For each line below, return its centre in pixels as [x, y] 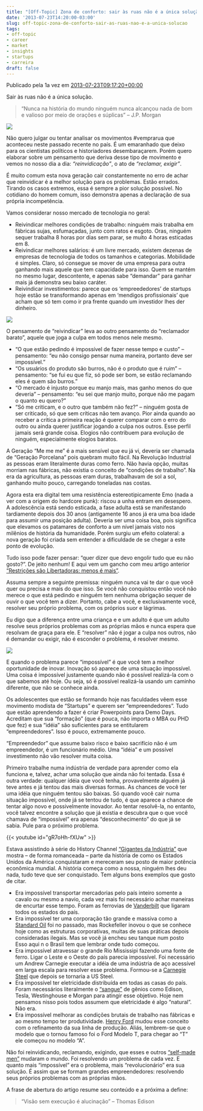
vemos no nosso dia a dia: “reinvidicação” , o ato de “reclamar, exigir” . [94, 164]
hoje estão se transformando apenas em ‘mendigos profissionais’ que [102, 295]
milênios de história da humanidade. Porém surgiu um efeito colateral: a [95, 533]
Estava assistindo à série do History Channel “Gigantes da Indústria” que [97, 849]
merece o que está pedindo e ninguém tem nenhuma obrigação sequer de [99, 595]
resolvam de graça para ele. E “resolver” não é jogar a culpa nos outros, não [101, 633]
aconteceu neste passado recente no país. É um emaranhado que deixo [96, 144]
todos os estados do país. [47, 912]
